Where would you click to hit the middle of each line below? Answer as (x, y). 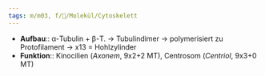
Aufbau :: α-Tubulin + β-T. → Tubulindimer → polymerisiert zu (122, 38)
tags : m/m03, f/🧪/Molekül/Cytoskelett (73, 16)
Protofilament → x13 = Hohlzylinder (78, 47)
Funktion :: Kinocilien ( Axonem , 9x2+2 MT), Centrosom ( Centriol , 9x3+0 (139, 55)
